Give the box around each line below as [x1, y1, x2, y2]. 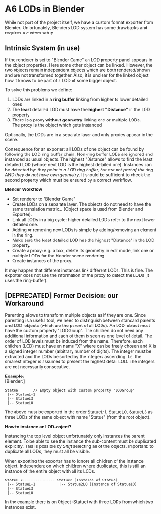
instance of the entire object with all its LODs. [5, 468, 96, 474]
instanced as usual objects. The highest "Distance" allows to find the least [5, 156, 153, 162]
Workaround [5, 299, 44, 308]
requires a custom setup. [5, 30, 55, 35]
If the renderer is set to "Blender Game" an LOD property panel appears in [5, 57, 153, 63]
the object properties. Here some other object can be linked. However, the [5, 62, 153, 68]
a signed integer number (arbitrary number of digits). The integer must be [5, 348, 152, 354]
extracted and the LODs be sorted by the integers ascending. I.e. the [5, 353, 142, 359]
